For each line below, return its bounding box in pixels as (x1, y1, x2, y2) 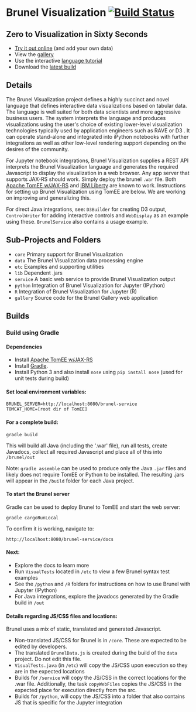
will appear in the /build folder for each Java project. (6, 477, 135, 484)
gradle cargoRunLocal (6, 515, 59, 521)
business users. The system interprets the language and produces (6, 114, 166, 121)
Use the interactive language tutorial (14, 57, 102, 64)
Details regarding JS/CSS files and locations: (6, 612, 118, 619)
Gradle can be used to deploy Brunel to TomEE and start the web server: (6, 504, 181, 511)
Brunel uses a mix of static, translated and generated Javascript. (6, 625, 162, 632)
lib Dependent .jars (14, 269, 63, 276)
